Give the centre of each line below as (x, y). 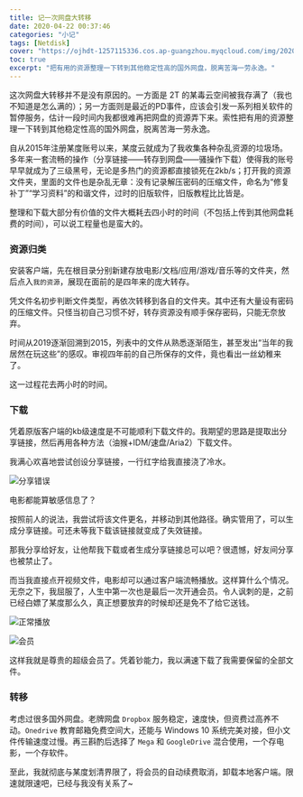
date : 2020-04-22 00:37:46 (60, 26)
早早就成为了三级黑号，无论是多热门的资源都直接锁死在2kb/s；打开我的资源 (150, 170)
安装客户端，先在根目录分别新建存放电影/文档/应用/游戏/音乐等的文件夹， (146, 271)
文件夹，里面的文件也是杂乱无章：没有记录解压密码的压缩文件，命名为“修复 (150, 181)
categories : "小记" (45, 34)
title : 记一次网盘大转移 (50, 18)
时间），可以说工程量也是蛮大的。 (86, 223)
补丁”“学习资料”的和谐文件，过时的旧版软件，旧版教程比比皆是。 (129, 193)
